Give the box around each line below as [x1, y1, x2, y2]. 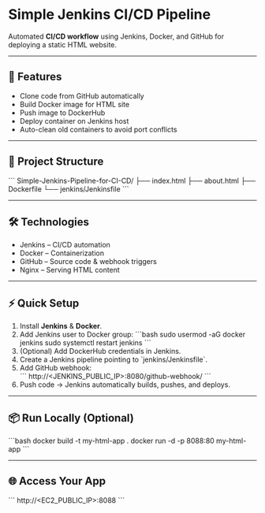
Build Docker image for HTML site [19, 99, 130, 109]
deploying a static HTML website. [8, 39, 117, 49]
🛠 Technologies [8, 215, 89, 229]
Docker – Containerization [19, 248, 105, 258]
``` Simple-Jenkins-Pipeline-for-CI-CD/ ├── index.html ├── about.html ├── [8, 176, 256, 185]
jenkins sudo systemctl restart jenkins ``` [19, 338, 151, 348]
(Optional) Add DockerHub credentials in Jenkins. [19, 347, 181, 356]
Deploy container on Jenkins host [19, 116, 129, 125]
